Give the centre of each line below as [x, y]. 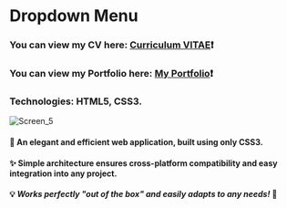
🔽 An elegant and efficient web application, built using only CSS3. [136, 141]
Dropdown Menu [74, 16]
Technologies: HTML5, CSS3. [76, 101]
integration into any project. [63, 173]
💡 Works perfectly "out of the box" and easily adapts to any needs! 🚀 [143, 194]
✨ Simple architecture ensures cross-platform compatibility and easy [143, 163]
